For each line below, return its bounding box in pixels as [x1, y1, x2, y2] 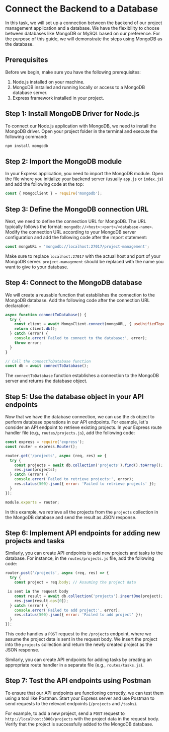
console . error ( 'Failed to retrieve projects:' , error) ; [14, 477, 134, 482]
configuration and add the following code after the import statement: [5, 234, 147, 240]
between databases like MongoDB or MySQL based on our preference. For [5, 30, 160, 36]
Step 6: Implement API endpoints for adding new [5, 529, 160, 537]
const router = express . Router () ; [5, 444, 78, 449]
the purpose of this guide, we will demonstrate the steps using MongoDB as [5, 36, 162, 42]
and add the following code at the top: [5, 181, 84, 187]
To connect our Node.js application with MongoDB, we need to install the [5, 123, 157, 129]
